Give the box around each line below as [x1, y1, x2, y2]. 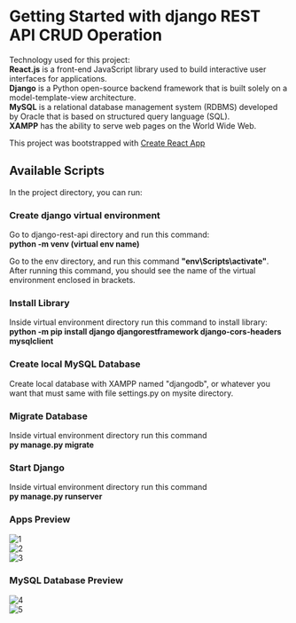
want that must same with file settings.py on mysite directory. [9, 388, 234, 398]
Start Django [9, 461, 65, 474]
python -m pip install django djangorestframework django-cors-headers [9, 327, 282, 337]
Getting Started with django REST [9, 6, 261, 27]
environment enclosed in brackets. [9, 275, 136, 286]
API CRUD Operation [9, 25, 162, 45]
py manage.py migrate [9, 439, 95, 450]
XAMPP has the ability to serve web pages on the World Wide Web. [9, 120, 257, 130]
